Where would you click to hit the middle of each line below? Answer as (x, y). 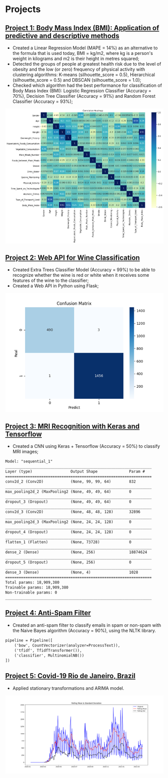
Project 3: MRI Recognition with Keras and (72, 426)
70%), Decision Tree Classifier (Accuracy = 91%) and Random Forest (84, 96)
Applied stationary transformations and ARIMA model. (68, 688)
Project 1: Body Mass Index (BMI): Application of (82, 28)
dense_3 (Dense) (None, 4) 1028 (72, 573)
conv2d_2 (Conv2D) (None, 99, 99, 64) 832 (71, 482)
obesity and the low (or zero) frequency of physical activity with (79, 69)
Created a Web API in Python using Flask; (56, 286)
